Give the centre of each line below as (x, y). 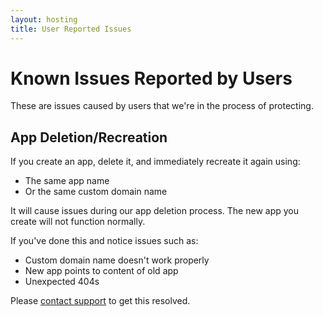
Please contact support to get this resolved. (100, 301)
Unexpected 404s (62, 282)
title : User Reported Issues (71, 29)
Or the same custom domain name (96, 192)
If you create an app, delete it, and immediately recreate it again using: (155, 162)
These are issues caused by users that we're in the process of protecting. (162, 106)
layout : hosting (44, 19)
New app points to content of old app (101, 271)
